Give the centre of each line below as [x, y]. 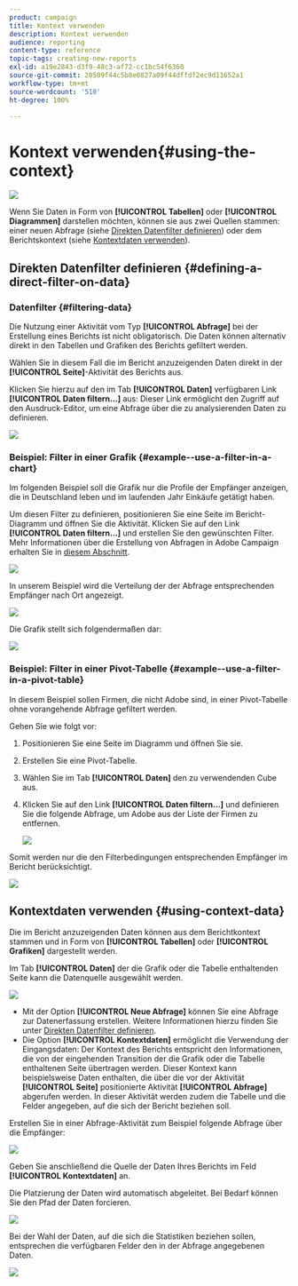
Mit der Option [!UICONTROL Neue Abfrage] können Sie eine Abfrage [150, 1012]
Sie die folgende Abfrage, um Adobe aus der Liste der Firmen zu [140, 814]
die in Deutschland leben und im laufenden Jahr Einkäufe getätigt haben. [142, 497]
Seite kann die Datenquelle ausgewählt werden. [96, 978]
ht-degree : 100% [39, 100]
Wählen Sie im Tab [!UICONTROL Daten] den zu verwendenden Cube [149, 777]
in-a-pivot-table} [47, 680]
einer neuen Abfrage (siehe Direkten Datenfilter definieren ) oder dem [135, 231]
